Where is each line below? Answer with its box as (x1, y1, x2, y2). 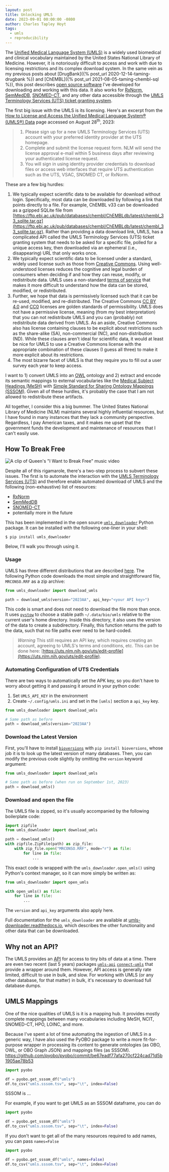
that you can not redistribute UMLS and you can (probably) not (12, 314, 143, 320)
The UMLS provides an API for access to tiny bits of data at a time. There (5, 956, 156, 962)
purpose (5, 1041, 23, 1047)
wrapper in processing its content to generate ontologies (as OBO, (23, 1041, 161, 1047)
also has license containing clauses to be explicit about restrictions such (12, 325, 163, 331)
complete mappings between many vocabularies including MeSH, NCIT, (5, 1016, 154, 1022)
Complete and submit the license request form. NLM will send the (25, 145, 161, 151)
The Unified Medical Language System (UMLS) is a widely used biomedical (5, 49, 161, 55)
